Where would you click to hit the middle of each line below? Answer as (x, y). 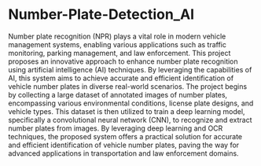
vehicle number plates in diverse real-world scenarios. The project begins (128, 86)
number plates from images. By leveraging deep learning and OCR (116, 128)
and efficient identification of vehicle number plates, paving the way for (124, 145)
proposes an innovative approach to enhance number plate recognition (123, 61)
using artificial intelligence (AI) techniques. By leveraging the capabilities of (130, 69)
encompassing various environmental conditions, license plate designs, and (131, 103)
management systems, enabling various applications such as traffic (117, 44)
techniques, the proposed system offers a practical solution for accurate (125, 136)
